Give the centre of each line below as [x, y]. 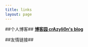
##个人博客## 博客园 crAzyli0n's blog [44, 29]
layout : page [19, 14]
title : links [19, 10]
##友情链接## [19, 40]
